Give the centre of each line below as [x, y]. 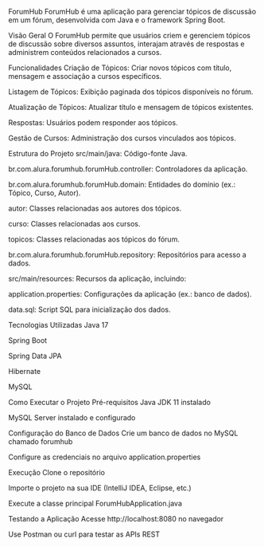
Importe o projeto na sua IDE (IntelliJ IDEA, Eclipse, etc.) [100, 488]
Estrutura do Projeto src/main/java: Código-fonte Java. [98, 153]
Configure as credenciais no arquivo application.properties [105, 457]
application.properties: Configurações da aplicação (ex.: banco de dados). [130, 294]
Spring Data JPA [35, 356]
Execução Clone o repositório [57, 472]
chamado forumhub [41, 441]
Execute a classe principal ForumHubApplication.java [95, 503]
